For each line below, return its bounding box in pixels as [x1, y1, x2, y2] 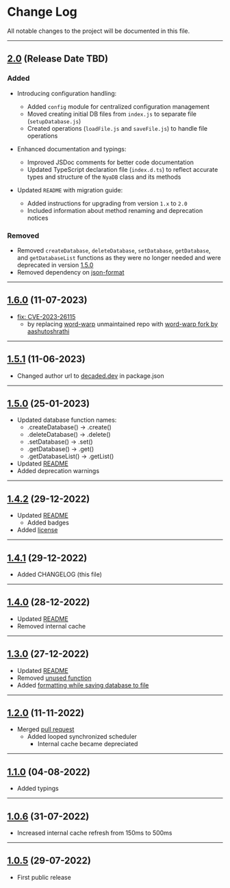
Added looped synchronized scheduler [27, 733, 138, 741]
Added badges [27, 518, 70, 527]
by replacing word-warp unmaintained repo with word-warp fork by [27, 320, 218, 328]
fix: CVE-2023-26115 [16, 312, 76, 320]
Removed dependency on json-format [16, 268, 125, 276]
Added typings [16, 785, 60, 793]
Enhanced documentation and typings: [16, 144, 127, 153]
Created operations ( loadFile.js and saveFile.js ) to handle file [27, 124, 207, 132]
